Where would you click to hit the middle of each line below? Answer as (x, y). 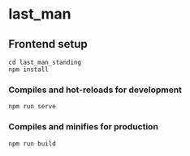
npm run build (32, 143)
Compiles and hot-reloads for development (95, 90)
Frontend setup (48, 44)
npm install (28, 70)
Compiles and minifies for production (83, 127)
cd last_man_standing (45, 62)
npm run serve (32, 107)
